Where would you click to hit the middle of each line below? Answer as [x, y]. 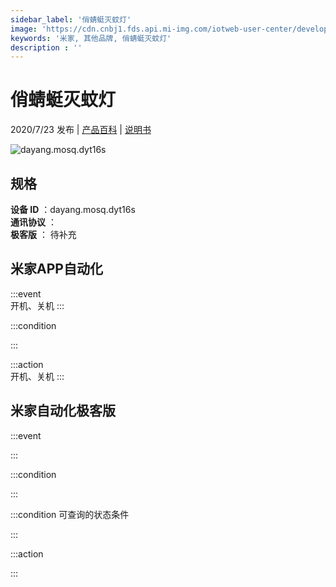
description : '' [46, 47]
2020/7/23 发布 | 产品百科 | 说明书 [81, 130]
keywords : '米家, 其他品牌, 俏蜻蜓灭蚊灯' [91, 38]
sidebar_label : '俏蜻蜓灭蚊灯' [71, 19]
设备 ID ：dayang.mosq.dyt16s [73, 209]
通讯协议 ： [33, 222]
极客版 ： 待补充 [43, 234]
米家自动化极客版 [63, 411]
